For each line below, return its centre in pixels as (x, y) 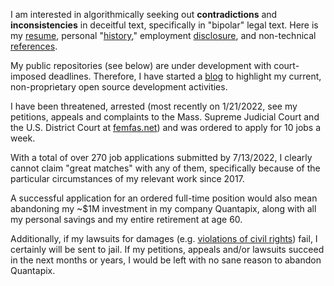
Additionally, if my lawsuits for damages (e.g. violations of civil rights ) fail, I (164, 238)
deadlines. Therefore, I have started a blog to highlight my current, (185, 76)
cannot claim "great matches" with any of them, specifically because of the (165, 168)
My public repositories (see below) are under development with (141, 65)
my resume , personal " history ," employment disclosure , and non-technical (163, 35)
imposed (28, 76)
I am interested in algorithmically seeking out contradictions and (144, 14)
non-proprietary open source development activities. (119, 87)
